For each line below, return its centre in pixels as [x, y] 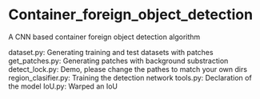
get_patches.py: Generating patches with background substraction [118, 61]
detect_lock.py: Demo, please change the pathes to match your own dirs [128, 69]
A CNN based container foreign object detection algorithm [104, 37]
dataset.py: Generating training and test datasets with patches [111, 52]
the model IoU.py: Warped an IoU [63, 86]
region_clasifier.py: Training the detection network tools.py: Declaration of [130, 77]
